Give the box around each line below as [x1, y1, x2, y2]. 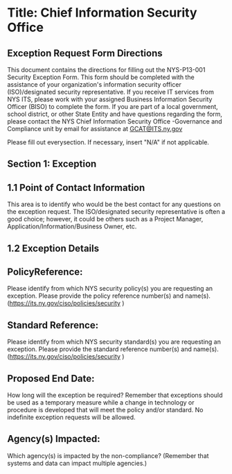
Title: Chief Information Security [7, 5, 197, 21]
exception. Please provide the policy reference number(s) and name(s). [7, 291, 211, 300]
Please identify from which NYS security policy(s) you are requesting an [7, 285, 213, 293]
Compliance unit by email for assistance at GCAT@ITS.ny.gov [7, 125, 183, 133]
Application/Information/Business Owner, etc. [7, 222, 137, 230]
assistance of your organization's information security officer [7, 81, 181, 88]
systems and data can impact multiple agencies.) [7, 459, 148, 467]
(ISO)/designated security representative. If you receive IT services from [7, 88, 215, 96]
